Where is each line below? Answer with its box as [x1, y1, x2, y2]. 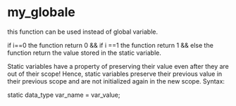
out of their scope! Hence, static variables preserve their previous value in [7, 69, 223, 78]
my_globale [7, 4, 75, 20]
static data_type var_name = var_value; [7, 91, 120, 99]
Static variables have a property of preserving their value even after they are [7, 62, 229, 70]
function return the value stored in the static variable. [7, 48, 162, 57]
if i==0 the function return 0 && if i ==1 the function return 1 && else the [7, 41, 213, 49]
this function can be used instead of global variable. [7, 27, 159, 36]
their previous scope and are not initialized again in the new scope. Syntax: [7, 77, 225, 85]
